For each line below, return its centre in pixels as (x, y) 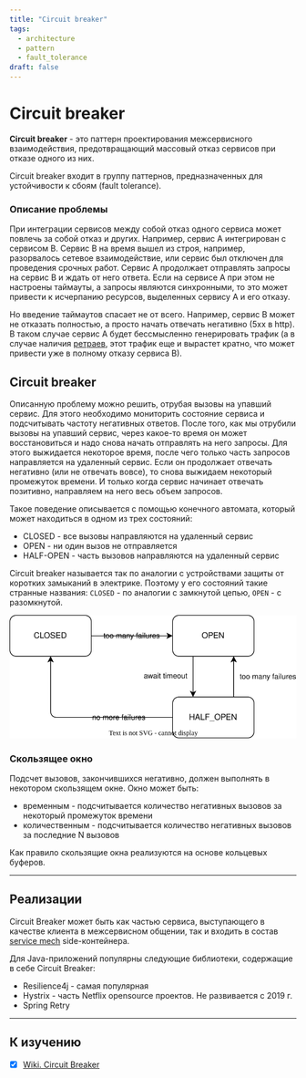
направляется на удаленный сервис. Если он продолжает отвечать (141, 462)
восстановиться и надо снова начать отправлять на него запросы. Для (148, 443)
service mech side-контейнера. (70, 940)
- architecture (46, 38)
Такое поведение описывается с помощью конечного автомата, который (153, 509)
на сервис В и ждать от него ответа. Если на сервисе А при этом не (142, 277)
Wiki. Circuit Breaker (61, 1064)
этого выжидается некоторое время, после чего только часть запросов (150, 452)
